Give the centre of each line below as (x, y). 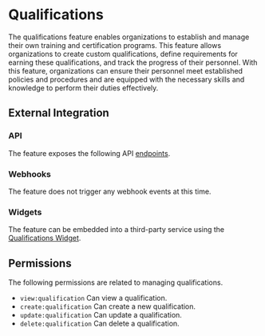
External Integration (59, 113)
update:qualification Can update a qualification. (101, 315)
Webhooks (30, 174)
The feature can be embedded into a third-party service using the (117, 230)
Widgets (25, 212)
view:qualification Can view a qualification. (93, 298)
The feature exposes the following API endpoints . (89, 153)
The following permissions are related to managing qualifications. (116, 282)
